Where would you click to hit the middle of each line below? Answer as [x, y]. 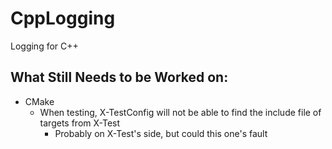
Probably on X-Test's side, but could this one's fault [161, 133]
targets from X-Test [80, 123]
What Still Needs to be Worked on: [119, 77]
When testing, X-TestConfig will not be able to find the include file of [180, 112]
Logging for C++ [44, 46]
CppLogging [63, 18]
